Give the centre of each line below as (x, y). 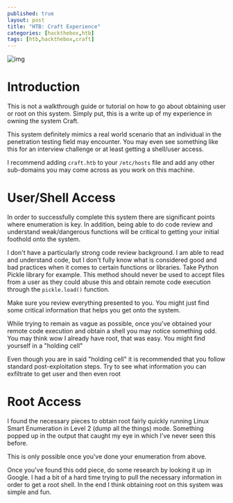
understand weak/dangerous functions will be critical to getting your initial (113, 232)
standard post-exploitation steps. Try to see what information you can (107, 367)
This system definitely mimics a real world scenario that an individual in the (114, 134)
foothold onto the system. (44, 239)
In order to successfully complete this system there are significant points (111, 217)
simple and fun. (29, 492)
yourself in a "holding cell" (45, 346)
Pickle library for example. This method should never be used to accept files (116, 275)
